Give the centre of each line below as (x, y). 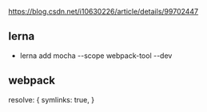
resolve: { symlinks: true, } (51, 99)
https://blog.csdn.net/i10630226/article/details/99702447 (103, 12)
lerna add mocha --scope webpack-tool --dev (96, 56)
